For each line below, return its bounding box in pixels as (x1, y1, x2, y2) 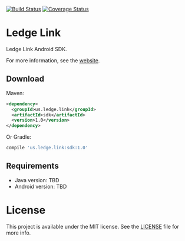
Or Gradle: (6, 133, 31, 140)
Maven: (6, 89, 25, 96)
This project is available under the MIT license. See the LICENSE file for (6, 223, 180, 230)
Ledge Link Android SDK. (6, 45, 67, 52)
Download (6, 74, 44, 84)
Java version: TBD (14, 176, 60, 183)
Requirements (6, 161, 59, 171)
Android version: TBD (14, 183, 67, 190)
